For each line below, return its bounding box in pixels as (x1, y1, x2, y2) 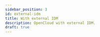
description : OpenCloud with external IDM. (5, 20, 96, 25)
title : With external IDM (5, 16, 58, 21)
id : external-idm (5, 12, 41, 16)
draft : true (5, 25, 30, 30)
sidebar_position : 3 (5, 7, 48, 12)
